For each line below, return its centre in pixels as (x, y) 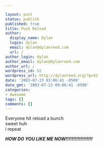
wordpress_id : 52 (23, 71)
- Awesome (16, 94)
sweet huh (16, 124)
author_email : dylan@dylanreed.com (43, 61)
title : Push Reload (26, 28)
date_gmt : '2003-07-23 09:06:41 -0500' (47, 85)
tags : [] (14, 99)
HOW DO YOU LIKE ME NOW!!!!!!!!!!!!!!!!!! (49, 139)
